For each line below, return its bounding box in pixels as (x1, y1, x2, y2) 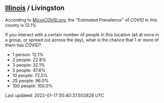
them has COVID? (5, 42, 41, 48)
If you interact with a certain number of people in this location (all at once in (5, 31, 159, 37)
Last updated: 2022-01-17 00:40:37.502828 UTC (5, 92, 105, 98)
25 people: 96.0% (12, 77, 49, 83)
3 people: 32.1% (12, 62, 45, 68)
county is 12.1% (5, 22, 37, 28)
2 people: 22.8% (12, 56, 46, 63)
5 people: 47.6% (12, 67, 46, 73)
